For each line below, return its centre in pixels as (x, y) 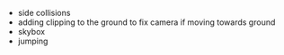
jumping (33, 41)
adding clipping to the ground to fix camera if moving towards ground (146, 22)
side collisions (44, 13)
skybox (31, 31)
